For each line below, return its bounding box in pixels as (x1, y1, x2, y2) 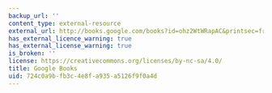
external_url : (8, 27, 57, 35)
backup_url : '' (8, 11, 60, 20)
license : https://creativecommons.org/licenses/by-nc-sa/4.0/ (8, 57, 223, 66)
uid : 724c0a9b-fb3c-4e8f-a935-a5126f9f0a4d (8, 72, 158, 80)
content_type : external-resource (8, 19, 121, 27)
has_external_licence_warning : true (8, 34, 132, 43)
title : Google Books (8, 65, 79, 73)
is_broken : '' (8, 49, 57, 57)
